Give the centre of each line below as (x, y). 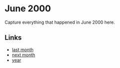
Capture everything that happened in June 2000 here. (60, 22)
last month (23, 49)
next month (24, 55)
